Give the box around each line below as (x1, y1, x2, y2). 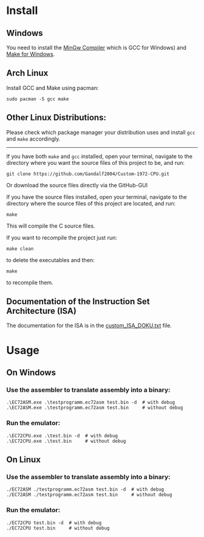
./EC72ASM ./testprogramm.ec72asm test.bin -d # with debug (6, 487, 165, 493)
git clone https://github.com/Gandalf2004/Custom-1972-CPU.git (6, 171, 170, 177)
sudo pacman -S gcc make (6, 95, 69, 102)
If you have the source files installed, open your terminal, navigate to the (6, 193, 187, 201)
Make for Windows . (6, 50, 55, 58)
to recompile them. (6, 279, 53, 286)
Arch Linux (6, 68, 49, 78)
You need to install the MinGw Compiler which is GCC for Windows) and (6, 44, 186, 51)
